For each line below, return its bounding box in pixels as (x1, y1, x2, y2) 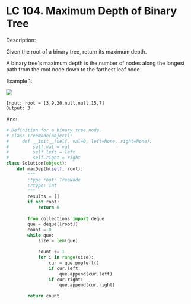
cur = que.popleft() (48, 260, 100, 266)
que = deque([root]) (27, 221, 78, 227)
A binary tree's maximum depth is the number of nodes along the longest (6, 59, 185, 67)
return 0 (37, 205, 60, 211)
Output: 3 (6, 105, 31, 111)
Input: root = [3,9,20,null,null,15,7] (6, 100, 105, 106)
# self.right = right (6, 155, 81, 161)
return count (27, 293, 60, 299)
